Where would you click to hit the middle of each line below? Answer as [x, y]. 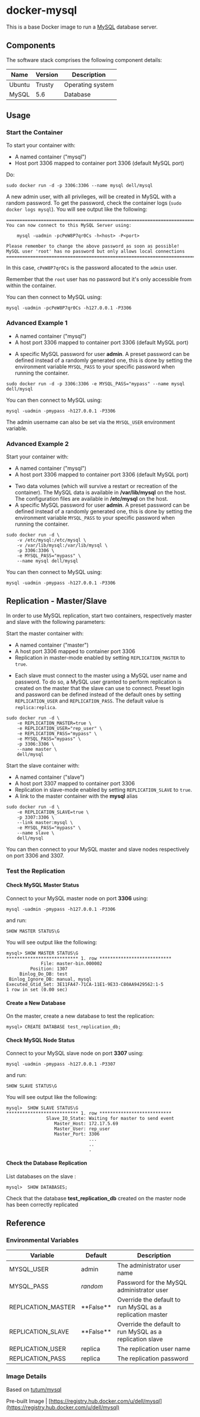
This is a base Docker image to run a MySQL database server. [82, 27]
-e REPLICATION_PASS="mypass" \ [57, 734]
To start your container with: [41, 145]
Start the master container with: [45, 633]
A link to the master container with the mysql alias [76, 796]
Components [31, 46]
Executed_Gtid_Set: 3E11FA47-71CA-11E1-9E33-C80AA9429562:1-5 [85, 984]
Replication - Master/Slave [57, 601]
